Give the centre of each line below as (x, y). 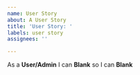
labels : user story (35, 33)
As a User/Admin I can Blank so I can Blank (70, 65)
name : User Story (32, 13)
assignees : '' (28, 39)
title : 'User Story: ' (40, 26)
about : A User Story (37, 20)
